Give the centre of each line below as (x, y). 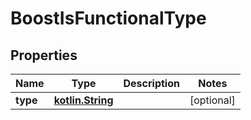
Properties (44, 55)
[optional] (212, 100)
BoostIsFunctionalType (108, 18)
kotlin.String (83, 100)
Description (151, 83)
